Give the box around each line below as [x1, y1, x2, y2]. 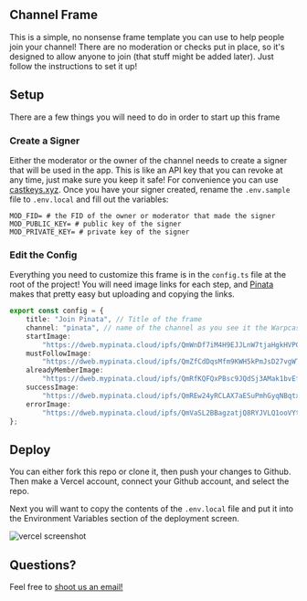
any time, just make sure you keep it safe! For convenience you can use [9, 174, 279, 185]
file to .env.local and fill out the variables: [9, 194, 169, 205]
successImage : [26, 383, 79, 392]
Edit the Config [9, 248, 78, 261]
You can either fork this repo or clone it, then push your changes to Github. [9, 466, 291, 478]
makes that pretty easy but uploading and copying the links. [9, 289, 235, 300]
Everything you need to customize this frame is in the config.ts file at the [9, 269, 287, 280]
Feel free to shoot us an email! [9, 582, 123, 593]
